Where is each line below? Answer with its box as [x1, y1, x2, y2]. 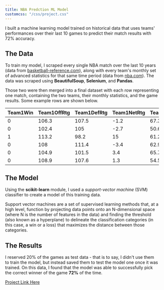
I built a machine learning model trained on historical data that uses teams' [5, 25, 155, 31]
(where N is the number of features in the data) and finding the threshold [5, 212, 151, 217]
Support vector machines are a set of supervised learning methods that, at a [5, 201, 159, 207]
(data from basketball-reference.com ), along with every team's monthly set [5, 68, 156, 74]
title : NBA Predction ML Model [5, 7, 69, 12]
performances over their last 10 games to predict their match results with [5, 30, 151, 36]
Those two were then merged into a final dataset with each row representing [5, 87, 159, 93]
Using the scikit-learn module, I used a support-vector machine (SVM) [5, 187, 148, 193]
